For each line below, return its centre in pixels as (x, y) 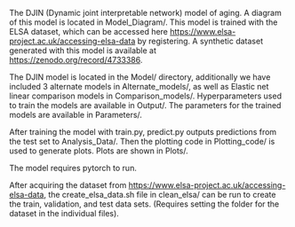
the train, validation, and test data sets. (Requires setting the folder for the (144, 204)
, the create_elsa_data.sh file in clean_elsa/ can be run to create (160, 195)
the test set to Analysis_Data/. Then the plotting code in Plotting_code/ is (142, 141)
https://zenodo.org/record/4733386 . (76, 60)
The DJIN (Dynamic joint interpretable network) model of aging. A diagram (145, 13)
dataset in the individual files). (64, 213)
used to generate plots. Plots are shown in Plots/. (99, 151)
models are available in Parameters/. (76, 115)
